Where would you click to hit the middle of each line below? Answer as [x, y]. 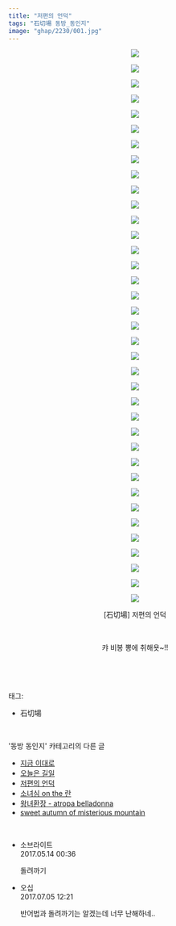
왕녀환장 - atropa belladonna [67, 803]
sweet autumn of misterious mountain [83, 813]
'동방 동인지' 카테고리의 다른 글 [57, 746]
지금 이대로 [37, 763]
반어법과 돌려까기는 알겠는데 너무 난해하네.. [88, 914]
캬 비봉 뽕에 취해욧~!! [135, 647]
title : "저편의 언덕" [40, 16]
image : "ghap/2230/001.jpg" [55, 31]
